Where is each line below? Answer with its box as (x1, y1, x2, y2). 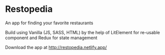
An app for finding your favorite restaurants (5, 20, 93, 26)
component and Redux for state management (5, 35, 97, 41)
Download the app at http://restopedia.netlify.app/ (5, 44, 107, 50)
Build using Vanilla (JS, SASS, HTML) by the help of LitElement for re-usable (5, 29, 160, 35)
